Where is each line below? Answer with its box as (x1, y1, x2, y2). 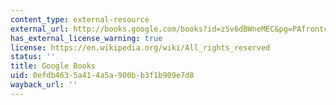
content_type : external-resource (10, 14, 150, 25)
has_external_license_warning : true (10, 33, 163, 43)
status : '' (10, 52, 56, 62)
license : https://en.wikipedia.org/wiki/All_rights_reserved (10, 42, 271, 53)
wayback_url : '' (10, 80, 78, 90)
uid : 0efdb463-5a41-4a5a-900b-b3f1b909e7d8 (10, 71, 195, 81)
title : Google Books (10, 61, 97, 71)
